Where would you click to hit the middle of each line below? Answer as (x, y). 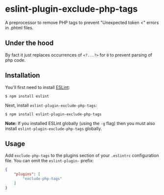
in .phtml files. (19, 27)
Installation (23, 76)
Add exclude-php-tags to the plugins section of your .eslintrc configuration (82, 155)
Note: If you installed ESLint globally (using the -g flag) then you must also (80, 123)
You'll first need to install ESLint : (37, 87)
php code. (15, 60)
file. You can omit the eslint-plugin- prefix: (49, 161)
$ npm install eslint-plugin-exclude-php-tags (53, 114)
